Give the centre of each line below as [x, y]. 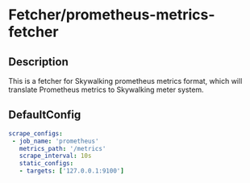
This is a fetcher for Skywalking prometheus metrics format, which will [125, 81]
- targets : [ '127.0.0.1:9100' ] [72, 171]
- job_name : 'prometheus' [55, 141]
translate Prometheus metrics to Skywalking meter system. [106, 89]
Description [38, 62]
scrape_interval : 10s [55, 156]
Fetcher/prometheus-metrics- [112, 15]
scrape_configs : [35, 133]
